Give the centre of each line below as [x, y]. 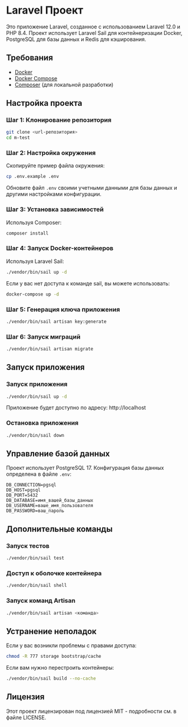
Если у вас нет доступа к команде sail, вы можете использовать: [88, 283]
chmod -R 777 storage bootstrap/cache [54, 657]
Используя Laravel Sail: [35, 261]
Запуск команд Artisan [41, 601]
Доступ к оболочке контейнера [54, 573]
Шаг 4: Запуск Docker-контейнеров [60, 248]
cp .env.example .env [33, 177]
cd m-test [18, 138]
